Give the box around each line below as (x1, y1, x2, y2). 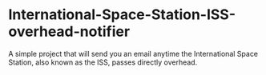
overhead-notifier (8, 22, 131, 41)
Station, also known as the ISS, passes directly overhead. (8, 57, 198, 67)
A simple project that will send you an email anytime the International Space (8, 49, 259, 58)
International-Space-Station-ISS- (8, 6, 236, 24)
